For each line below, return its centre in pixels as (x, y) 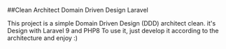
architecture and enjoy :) (43, 38)
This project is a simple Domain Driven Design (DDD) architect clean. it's (112, 23)
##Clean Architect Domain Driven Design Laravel (78, 10)
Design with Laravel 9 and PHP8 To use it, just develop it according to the (113, 31)
